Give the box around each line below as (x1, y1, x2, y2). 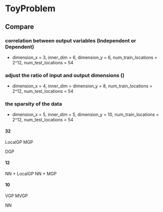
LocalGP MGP (5, 139, 33, 145)
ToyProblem (5, 3, 55, 14)
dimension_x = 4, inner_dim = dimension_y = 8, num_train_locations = (12, 83, 153, 89)
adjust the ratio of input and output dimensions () (5, 72, 125, 79)
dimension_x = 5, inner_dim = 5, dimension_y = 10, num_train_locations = (12, 111, 159, 118)
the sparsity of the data (5, 101, 62, 107)
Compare (5, 23, 34, 31)
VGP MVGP (5, 193, 28, 199)
